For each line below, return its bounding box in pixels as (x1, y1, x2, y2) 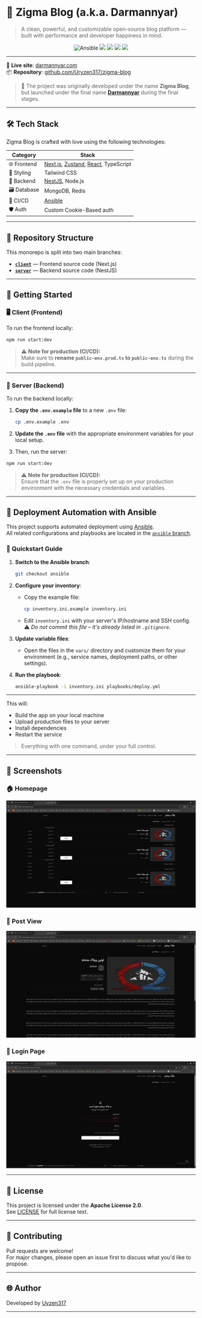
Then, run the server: (14, 448, 68, 455)
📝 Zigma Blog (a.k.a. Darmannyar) (6, 5, 179, 19)
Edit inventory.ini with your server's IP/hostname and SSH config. (23, 616, 191, 624)
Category (11, 151, 36, 159)
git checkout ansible (14, 571, 69, 577)
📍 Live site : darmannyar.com (6, 62, 78, 69)
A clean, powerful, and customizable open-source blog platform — (20, 25, 186, 33)
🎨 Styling (8, 169, 31, 176)
